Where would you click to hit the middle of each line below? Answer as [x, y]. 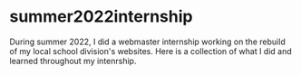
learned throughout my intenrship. [73, 61]
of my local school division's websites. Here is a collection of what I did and [150, 51]
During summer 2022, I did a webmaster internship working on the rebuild [147, 42]
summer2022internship [101, 17]
